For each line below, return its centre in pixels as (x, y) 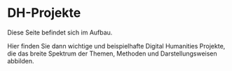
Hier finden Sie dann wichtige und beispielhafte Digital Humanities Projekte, (116, 46)
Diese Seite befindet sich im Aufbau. (60, 32)
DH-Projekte (44, 13)
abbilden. (21, 60)
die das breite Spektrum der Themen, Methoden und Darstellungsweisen (112, 53)
